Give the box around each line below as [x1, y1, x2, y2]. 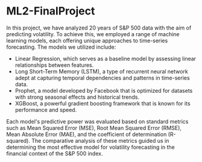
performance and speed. [14, 106, 77, 113]
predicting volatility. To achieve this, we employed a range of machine [6, 30, 180, 37]
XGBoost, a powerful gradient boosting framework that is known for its [14, 99, 191, 107]
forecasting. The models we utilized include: [6, 43, 116, 51]
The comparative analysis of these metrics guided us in [31, 137, 169, 144]
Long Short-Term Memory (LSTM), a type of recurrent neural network [14, 67, 188, 75]
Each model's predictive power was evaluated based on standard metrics [6, 117, 189, 125]
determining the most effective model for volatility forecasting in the [6, 143, 175, 151]
